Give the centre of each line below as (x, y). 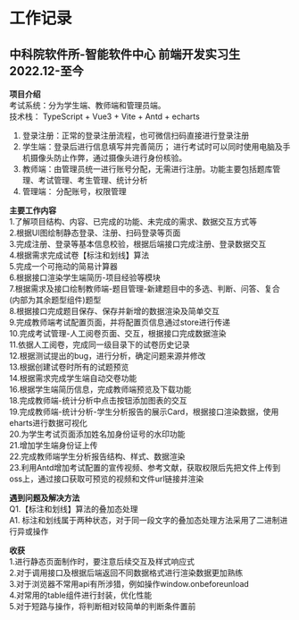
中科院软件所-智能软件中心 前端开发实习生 (125, 54)
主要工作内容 (33, 210)
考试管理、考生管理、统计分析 (93, 180)
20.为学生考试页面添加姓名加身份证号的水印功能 (97, 434)
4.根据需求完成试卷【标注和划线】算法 (79, 255)
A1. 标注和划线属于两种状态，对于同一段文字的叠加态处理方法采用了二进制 (145, 520)
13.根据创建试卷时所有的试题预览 (69, 367)
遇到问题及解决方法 (45, 498)
